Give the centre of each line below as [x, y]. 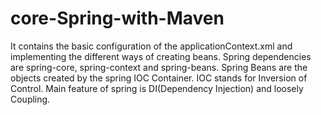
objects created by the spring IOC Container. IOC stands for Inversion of [159, 78]
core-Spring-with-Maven [117, 18]
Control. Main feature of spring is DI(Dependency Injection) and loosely [157, 88]
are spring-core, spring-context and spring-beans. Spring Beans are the [159, 67]
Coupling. [30, 99]
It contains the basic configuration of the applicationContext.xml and [151, 46]
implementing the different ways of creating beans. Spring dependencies [161, 56]
